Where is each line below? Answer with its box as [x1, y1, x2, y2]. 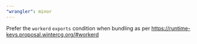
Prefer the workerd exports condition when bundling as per [6, 25, 150, 32]
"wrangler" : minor [6, 8, 52, 15]
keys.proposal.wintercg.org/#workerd [6, 31, 99, 38]
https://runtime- [151, 25, 191, 32]
